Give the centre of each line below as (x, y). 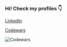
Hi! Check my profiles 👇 (33, 8)
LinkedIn (14, 21)
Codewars (15, 30)
